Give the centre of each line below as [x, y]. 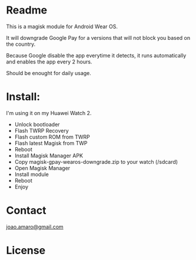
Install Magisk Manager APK [49, 156]
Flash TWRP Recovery [41, 130]
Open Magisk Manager [42, 168]
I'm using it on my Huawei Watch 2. [49, 113]
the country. [21, 44]
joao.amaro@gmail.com [35, 227]
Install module [31, 174]
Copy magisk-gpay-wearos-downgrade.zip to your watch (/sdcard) [96, 161]
